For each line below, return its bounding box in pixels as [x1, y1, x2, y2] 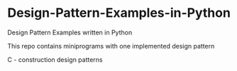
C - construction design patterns [7, 55, 103, 64]
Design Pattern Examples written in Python [7, 28, 133, 37]
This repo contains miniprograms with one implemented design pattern [7, 41, 215, 50]
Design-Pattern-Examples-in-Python [7, 5, 231, 21]
